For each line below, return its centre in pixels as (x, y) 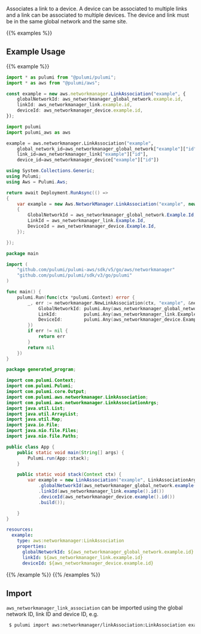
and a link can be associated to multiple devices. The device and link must (98, 15)
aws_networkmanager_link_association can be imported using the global (95, 608)
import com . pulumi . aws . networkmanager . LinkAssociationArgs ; (83, 402)
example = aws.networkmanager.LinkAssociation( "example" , (80, 143)
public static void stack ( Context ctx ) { (69, 474)
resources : (20, 530)
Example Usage (36, 52)
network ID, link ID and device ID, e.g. (52, 614)
